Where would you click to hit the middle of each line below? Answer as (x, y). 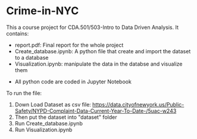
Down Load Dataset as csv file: (53, 104)
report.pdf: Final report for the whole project (69, 45)
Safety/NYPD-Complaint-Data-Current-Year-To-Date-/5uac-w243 (96, 111)
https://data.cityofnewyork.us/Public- (138, 104)
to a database (32, 57)
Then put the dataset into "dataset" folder (66, 117)
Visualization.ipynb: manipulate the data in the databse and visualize (98, 64)
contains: (18, 33)
